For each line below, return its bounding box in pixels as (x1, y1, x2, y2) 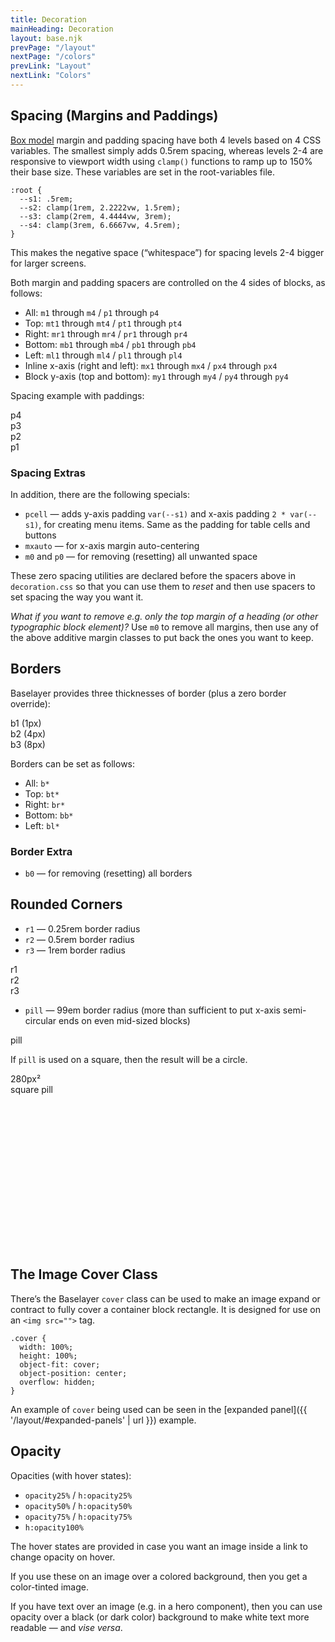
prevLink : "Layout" (10, 61, 92, 71)
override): (10, 697, 51, 710)
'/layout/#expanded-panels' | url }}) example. (10, 1414, 197, 1426)
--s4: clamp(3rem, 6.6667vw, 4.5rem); (19, 220, 182, 230)
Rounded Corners (10, 896, 123, 913)
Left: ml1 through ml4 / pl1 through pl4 (24, 349, 183, 361)
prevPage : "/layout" (10, 42, 97, 53)
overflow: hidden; (19, 1377, 97, 1387)
